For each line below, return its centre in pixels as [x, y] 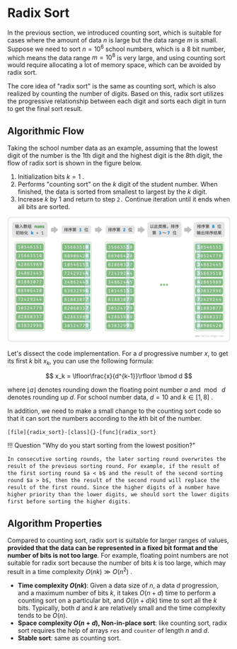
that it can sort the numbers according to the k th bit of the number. [105, 419]
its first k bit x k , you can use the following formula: [81, 362]
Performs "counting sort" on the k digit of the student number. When [117, 185]
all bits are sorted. [44, 207]
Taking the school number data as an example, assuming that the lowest [112, 148]
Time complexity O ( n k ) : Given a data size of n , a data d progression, [118, 585]
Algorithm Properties [55, 524]
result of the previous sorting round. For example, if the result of [114, 467]
